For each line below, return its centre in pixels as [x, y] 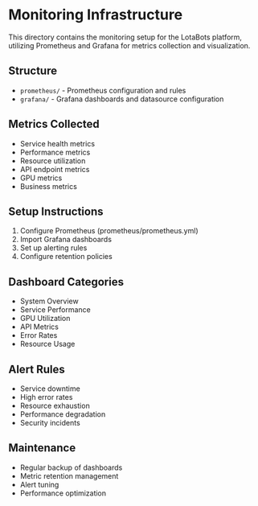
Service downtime [50, 389]
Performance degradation [63, 414]
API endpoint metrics [55, 169]
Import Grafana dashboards [66, 240]
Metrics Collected [54, 124]
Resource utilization [53, 160]
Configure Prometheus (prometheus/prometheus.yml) [109, 231]
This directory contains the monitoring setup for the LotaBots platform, [125, 37]
